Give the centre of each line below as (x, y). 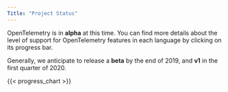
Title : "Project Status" (42, 13)
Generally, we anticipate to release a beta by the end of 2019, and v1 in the (112, 60)
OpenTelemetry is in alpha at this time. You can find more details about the (112, 33)
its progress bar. (30, 47)
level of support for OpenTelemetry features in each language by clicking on (114, 40)
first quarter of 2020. (37, 67)
